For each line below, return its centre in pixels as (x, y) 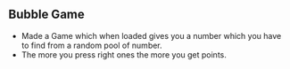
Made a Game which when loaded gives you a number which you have (151, 35)
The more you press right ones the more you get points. (124, 54)
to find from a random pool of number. (91, 45)
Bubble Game (47, 15)
